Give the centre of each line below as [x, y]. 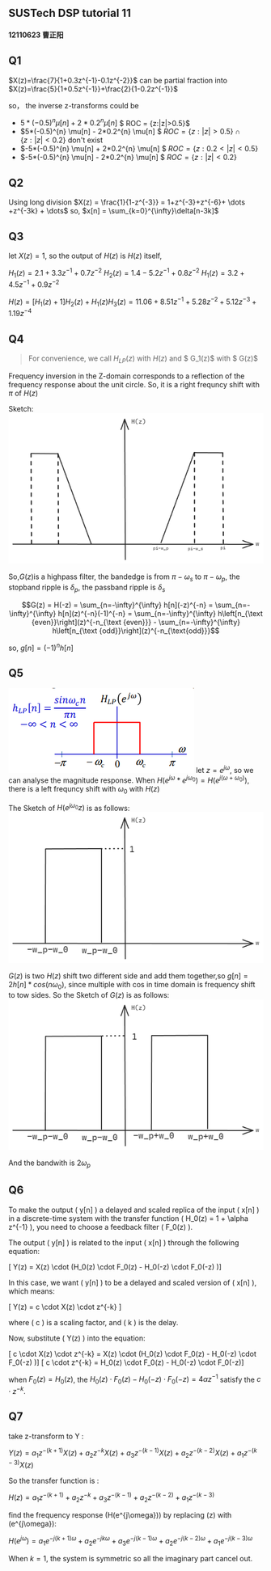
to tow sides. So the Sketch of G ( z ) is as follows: [89, 995]
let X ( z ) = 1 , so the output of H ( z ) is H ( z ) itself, [85, 256]
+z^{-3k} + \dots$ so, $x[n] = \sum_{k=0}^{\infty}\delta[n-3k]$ [114, 211]
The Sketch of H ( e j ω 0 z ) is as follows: [69, 807]
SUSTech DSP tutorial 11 [70, 13]
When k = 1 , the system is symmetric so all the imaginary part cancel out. [131, 1558]
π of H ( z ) [23, 393]
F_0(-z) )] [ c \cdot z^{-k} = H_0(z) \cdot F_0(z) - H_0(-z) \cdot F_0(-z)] [126, 1362]
